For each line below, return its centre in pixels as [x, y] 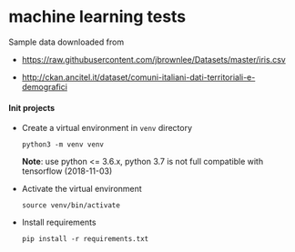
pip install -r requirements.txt [85, 239]
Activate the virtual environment [81, 189]
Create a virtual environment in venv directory [107, 128]
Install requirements [59, 222]
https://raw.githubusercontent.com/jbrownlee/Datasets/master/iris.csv [153, 59]
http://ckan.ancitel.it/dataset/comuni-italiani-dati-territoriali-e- [138, 77]
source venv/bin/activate [71, 206]
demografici [44, 86]
